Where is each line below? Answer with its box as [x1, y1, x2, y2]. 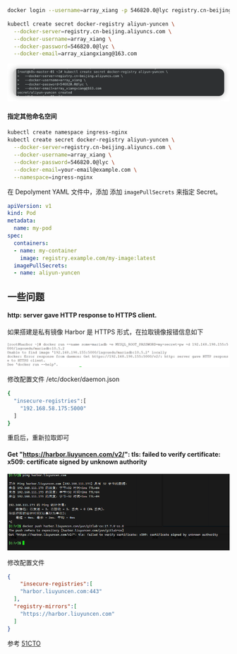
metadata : [7, 217, 37, 225]
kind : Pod [7, 210, 37, 217]
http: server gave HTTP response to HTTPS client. [7, 311, 157, 320]
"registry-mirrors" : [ [13, 603, 78, 610]
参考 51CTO [7, 639, 41, 648]
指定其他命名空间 [7, 112, 57, 120]
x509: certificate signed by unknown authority [7, 457, 147, 466]
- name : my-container [13, 247, 78, 254]
